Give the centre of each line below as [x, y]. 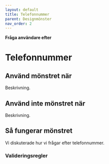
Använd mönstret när [38, 76]
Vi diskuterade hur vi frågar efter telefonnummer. [55, 143]
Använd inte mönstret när [45, 103]
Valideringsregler [26, 156]
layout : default [22, 10]
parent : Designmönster [28, 19]
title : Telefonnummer [27, 14]
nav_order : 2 [18, 24]
